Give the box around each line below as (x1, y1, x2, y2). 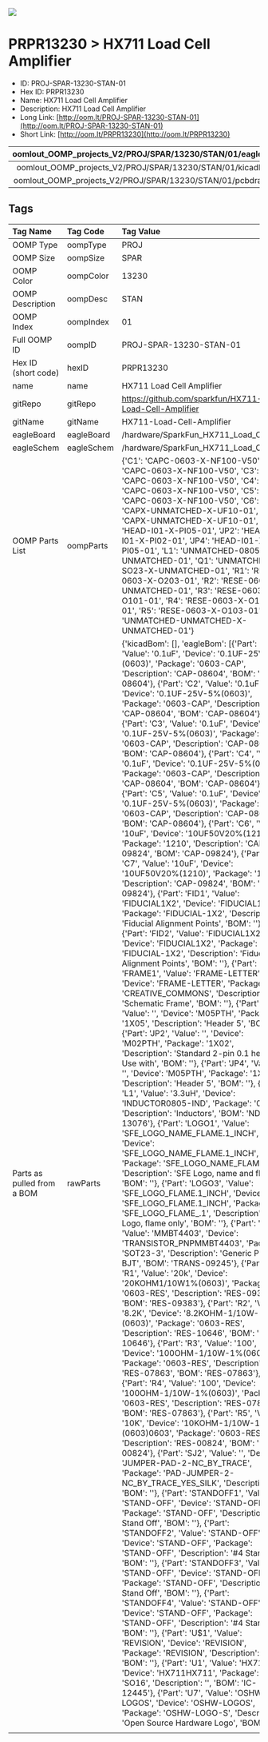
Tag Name (12, 225, 52, 237)
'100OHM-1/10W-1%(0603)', (121, 1387, 240, 1398)
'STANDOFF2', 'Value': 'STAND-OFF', (121, 1527, 263, 1538)
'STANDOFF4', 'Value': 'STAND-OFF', (121, 1597, 263, 1608)
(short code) (12, 367, 60, 378)
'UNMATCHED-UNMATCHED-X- (121, 615, 247, 626)
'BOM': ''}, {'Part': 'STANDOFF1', (121, 1487, 244, 1498)
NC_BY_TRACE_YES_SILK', (121, 1477, 222, 1489)
